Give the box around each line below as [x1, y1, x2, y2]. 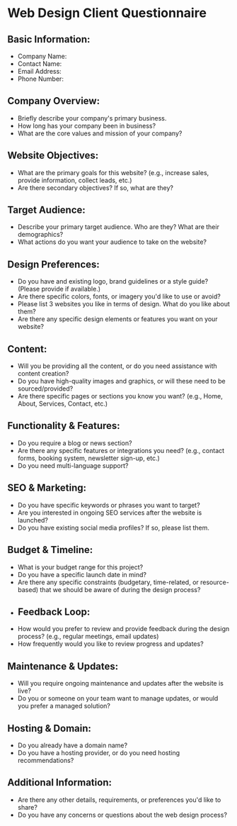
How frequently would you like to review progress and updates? [17, 640, 204, 648]
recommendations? [17, 756, 74, 764]
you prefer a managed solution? [17, 702, 111, 710]
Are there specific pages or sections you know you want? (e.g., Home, [17, 392, 223, 401]
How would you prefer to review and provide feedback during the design [17, 625, 230, 633]
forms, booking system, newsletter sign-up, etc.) [17, 454, 161, 462]
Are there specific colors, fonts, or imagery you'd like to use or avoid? [17, 292, 221, 301]
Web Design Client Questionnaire [7, 5, 207, 21]
